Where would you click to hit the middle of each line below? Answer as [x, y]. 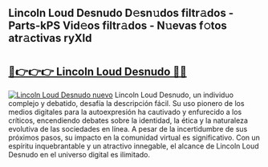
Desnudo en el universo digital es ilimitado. [79, 155]
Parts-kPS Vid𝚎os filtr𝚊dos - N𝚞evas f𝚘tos [118, 26]
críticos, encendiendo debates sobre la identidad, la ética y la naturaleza [128, 120]
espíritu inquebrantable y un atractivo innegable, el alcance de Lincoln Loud [134, 146]
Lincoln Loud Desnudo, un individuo [175, 95]
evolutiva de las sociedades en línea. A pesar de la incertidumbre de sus [128, 129]
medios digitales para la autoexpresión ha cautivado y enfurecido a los [125, 112]
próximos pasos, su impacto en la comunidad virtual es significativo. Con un [134, 137]
